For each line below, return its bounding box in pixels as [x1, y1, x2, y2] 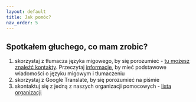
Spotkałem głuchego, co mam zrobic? [6, 42, 148, 52]
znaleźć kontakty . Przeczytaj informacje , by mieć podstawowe [14, 63, 167, 71]
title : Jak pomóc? [6, 14, 51, 20]
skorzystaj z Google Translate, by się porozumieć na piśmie [14, 76, 160, 84]
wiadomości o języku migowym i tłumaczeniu [14, 70, 125, 77]
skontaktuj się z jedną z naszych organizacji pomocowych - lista [14, 82, 172, 90]
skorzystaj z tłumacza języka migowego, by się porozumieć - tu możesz [14, 58, 190, 65]
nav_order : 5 [6, 20, 38, 26]
